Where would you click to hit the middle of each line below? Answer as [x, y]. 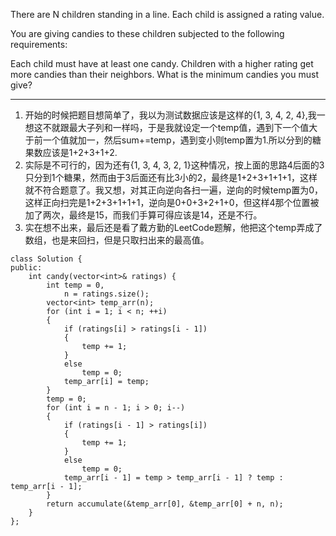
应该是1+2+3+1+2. [80, 152]
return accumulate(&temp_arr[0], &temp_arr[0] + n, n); [165, 504]
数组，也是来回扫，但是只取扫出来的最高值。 [117, 240]
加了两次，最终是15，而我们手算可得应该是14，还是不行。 [143, 215]
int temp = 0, [75, 285]
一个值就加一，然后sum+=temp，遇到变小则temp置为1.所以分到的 [177, 140]
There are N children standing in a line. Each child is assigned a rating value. [167, 14]
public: [26, 268]
